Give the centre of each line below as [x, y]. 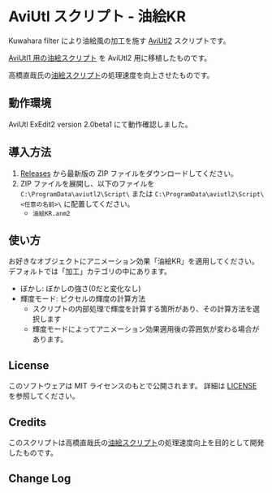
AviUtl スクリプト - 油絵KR [97, 17]
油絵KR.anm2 [51, 213]
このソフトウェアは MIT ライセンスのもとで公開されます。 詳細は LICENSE [133, 386]
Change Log [40, 479]
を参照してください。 [44, 396]
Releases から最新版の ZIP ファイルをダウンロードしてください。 [129, 173]
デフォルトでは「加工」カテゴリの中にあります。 [90, 272]
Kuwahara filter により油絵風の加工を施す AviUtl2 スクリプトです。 [119, 41]
